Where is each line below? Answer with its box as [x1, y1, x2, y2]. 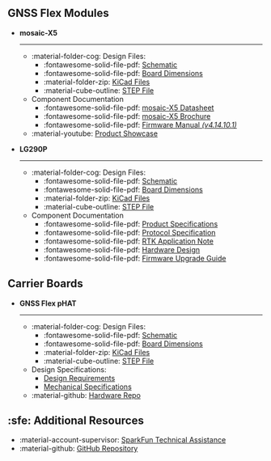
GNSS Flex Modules [7, 6, 110, 20]
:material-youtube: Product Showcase [31, 129, 159, 138]
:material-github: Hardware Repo [31, 390, 141, 400]
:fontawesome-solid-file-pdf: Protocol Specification [43, 227, 216, 237]
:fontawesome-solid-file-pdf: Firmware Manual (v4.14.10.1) [43, 120, 238, 129]
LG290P [19, 144, 48, 154]
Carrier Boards [7, 277, 84, 290]
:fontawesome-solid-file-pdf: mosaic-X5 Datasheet [43, 103, 214, 112]
